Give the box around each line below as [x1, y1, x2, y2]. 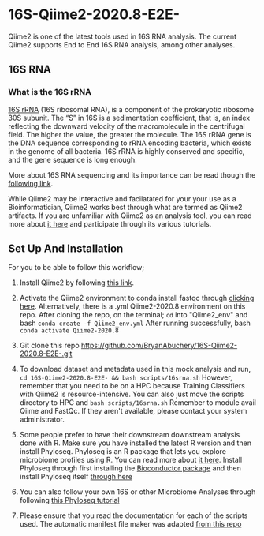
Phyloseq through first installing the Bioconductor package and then [19, 463, 242, 473]
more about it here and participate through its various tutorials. [8, 219, 212, 228]
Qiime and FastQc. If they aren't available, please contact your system [19, 407, 247, 416]
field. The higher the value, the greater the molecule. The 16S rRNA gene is [8, 129, 252, 139]
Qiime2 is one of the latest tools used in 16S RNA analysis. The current [8, 32, 237, 41]
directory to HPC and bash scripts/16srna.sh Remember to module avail [19, 398, 256, 407]
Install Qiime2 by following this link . [19, 278, 135, 287]
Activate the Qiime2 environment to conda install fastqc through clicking [19, 294, 255, 303]
